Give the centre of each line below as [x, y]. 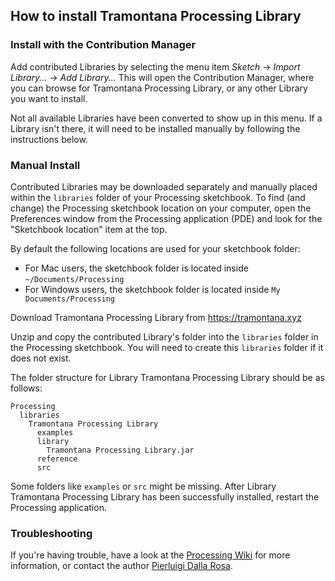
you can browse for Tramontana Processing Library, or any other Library [159, 88]
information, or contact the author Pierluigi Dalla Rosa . [121, 566]
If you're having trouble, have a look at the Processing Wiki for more [150, 555]
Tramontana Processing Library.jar [120, 450]
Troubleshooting [51, 533]
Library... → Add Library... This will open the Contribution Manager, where [162, 77]
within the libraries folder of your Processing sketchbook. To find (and [158, 197]
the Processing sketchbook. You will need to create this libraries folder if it [167, 347]
